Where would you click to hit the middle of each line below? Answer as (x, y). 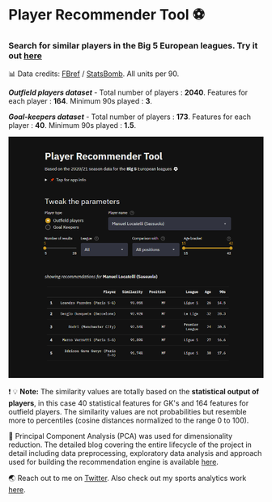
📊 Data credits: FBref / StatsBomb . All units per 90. (94, 74)
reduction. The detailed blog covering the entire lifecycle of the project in (130, 445)
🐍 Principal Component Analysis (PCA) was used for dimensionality (121, 436)
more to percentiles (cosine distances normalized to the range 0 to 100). (129, 420)
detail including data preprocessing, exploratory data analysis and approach (135, 453)
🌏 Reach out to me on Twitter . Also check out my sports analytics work (127, 478)
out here (25, 56)
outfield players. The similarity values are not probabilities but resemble (127, 411)
